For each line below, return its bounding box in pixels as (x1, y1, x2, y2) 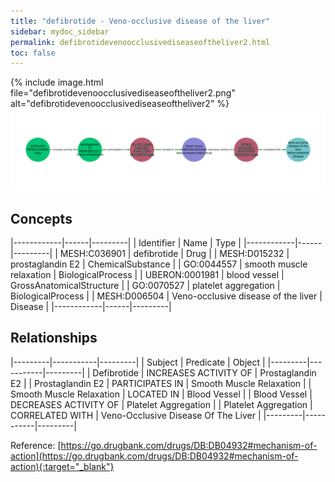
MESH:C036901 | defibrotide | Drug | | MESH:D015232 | (59, 247, 290, 259)
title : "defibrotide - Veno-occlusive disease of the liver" (10, 16, 271, 26)
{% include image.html (10, 76, 104, 89)
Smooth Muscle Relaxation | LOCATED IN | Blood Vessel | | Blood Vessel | (10, 388, 313, 400)
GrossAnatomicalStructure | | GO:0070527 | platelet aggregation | (10, 279, 281, 291)
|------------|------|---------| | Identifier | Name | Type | (10, 236, 242, 249)
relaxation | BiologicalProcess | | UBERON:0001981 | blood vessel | (10, 268, 285, 280)
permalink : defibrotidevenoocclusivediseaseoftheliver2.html (10, 37, 271, 47)
